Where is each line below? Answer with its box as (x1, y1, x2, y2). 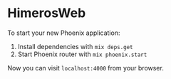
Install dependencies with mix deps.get (17, 42, 133, 51)
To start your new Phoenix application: (7, 28, 120, 37)
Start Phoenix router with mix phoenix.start (17, 50, 147, 58)
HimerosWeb (7, 5, 86, 21)
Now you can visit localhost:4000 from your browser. (7, 63, 164, 72)
